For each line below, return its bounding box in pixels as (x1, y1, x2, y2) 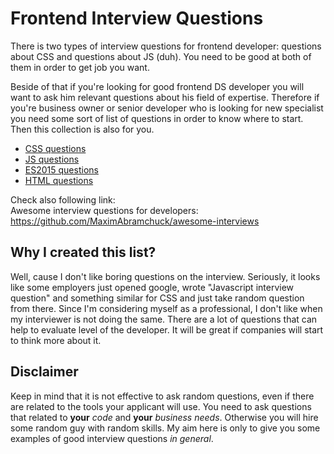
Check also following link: (10, 193, 116, 206)
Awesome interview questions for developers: (10, 204, 199, 216)
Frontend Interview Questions (10, 7, 264, 30)
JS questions (24, 153, 80, 165)
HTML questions (24, 174, 94, 186)
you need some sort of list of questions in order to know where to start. (10, 112, 304, 124)
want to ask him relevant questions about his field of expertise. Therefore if (10, 91, 320, 103)
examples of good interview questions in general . (10, 432, 214, 444)
